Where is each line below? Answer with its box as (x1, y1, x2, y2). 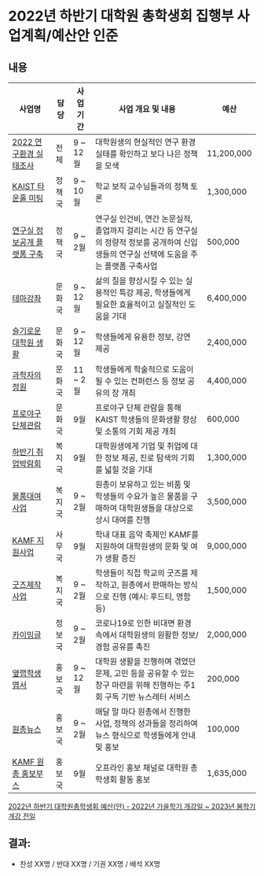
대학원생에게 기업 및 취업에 (95, 441, 189, 451)
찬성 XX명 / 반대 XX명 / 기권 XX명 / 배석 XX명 (19, 859, 161, 868)
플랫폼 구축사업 (104, 261, 158, 272)
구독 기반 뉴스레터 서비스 (104, 692, 191, 702)
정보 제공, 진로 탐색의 (104, 453, 178, 463)
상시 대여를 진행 (95, 515, 151, 525)
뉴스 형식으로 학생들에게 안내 (95, 730, 196, 741)
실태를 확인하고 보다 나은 (95, 149, 182, 159)
